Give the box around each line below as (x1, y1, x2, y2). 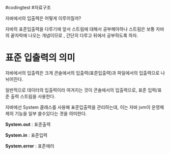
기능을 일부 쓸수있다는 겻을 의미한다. (14, 110, 87, 116)
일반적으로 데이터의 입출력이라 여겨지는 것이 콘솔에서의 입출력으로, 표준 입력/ (5, 87, 158, 93)
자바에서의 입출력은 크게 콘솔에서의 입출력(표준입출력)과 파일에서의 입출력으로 (5, 70, 160, 76)
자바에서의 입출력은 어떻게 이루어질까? (5, 15, 81, 21)
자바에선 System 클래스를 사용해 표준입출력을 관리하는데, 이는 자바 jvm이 (5, 104, 151, 110)
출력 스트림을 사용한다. (10, 93, 56, 99)
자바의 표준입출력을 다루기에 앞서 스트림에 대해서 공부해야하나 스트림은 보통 (5, 26, 155, 32)
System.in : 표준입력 (5, 132, 48, 138)
